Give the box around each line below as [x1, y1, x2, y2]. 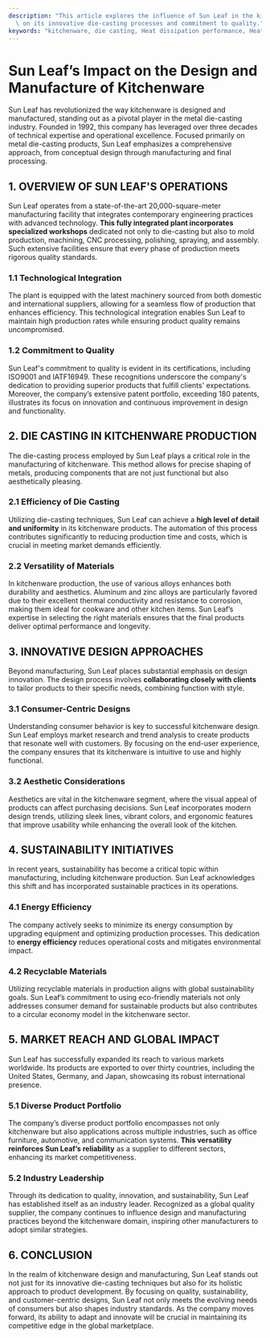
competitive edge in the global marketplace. [8, 1321, 154, 1331]
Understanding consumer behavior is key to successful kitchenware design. [8, 722, 260, 731]
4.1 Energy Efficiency [8, 902, 92, 913]
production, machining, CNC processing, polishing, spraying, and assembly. [8, 235, 260, 245]
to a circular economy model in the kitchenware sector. [8, 1009, 190, 1019]
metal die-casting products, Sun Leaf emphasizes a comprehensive [8, 139, 232, 149]
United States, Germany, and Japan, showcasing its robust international [8, 1071, 246, 1081]
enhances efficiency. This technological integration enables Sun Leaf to [8, 307, 245, 318]
